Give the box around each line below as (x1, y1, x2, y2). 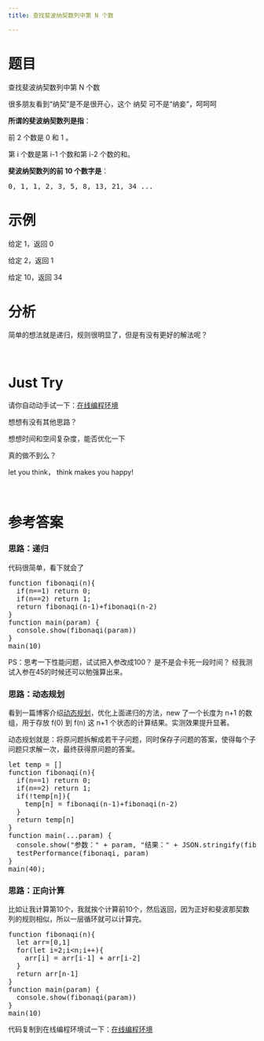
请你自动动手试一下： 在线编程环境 (8, 401, 119, 410)
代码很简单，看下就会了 (8, 562, 84, 572)
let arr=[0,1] (16, 938, 71, 947)
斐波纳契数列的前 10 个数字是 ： (8, 166, 109, 176)
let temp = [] (8, 761, 63, 769)
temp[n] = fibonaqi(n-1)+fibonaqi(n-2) (24, 800, 178, 809)
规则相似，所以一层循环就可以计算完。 (21, 914, 146, 924)
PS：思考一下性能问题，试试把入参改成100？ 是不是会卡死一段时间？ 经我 (8, 657, 246, 666)
